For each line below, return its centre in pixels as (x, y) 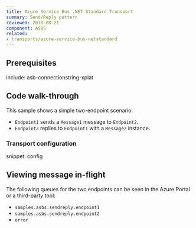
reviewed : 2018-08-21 (33, 23)
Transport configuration (41, 143)
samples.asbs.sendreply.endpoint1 (57, 207)
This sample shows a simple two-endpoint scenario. (69, 110)
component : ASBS (26, 28)
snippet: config (24, 156)
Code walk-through (43, 96)
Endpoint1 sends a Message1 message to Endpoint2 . (76, 121)
